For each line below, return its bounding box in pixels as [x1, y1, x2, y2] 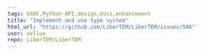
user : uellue [7, 29, 46, 37]
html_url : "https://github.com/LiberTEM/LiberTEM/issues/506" [7, 23, 196, 30]
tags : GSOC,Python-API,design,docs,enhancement [7, 10, 151, 18]
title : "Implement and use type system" [7, 17, 129, 24]
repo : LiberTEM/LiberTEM [7, 36, 81, 43]
